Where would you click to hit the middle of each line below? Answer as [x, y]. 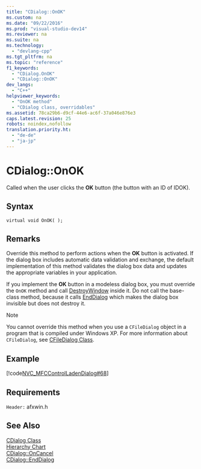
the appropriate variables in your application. [62, 273]
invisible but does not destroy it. [46, 304]
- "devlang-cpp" [32, 51]
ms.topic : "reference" [35, 62]
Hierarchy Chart [26, 447]
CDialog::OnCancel [30, 453]
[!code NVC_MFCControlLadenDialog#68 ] [57, 373]
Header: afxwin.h [27, 407]
